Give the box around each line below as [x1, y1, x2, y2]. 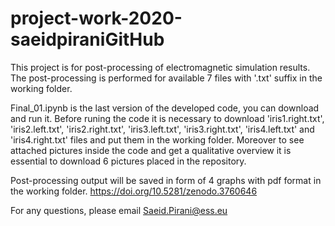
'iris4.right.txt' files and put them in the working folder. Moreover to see [10, 133, 305, 146]
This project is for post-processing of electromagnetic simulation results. [10, 61, 311, 73]
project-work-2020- [10, 7, 183, 30]
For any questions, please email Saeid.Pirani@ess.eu [10, 204, 228, 216]
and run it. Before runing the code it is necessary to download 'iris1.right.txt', [10, 112, 325, 124]
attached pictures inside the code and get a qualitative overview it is [10, 144, 292, 156]
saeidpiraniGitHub [10, 28, 165, 51]
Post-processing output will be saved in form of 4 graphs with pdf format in [10, 174, 322, 186]
